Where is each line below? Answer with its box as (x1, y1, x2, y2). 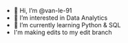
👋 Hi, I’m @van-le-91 (13, 7, 72, 14)
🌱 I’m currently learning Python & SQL (13, 21, 121, 29)
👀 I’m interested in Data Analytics (13, 14, 108, 22)
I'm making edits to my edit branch (13, 28, 112, 36)
